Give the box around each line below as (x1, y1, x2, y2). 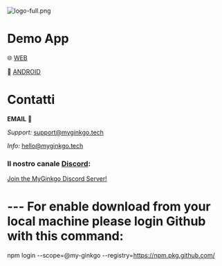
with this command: (7, 229, 124, 244)
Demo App (7, 31, 69, 46)
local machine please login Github (7, 213, 206, 229)
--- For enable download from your (7, 199, 211, 215)
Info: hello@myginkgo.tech (7, 141, 84, 150)
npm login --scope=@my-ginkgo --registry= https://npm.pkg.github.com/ (7, 251, 216, 260)
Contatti (7, 92, 55, 107)
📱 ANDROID (7, 67, 41, 76)
